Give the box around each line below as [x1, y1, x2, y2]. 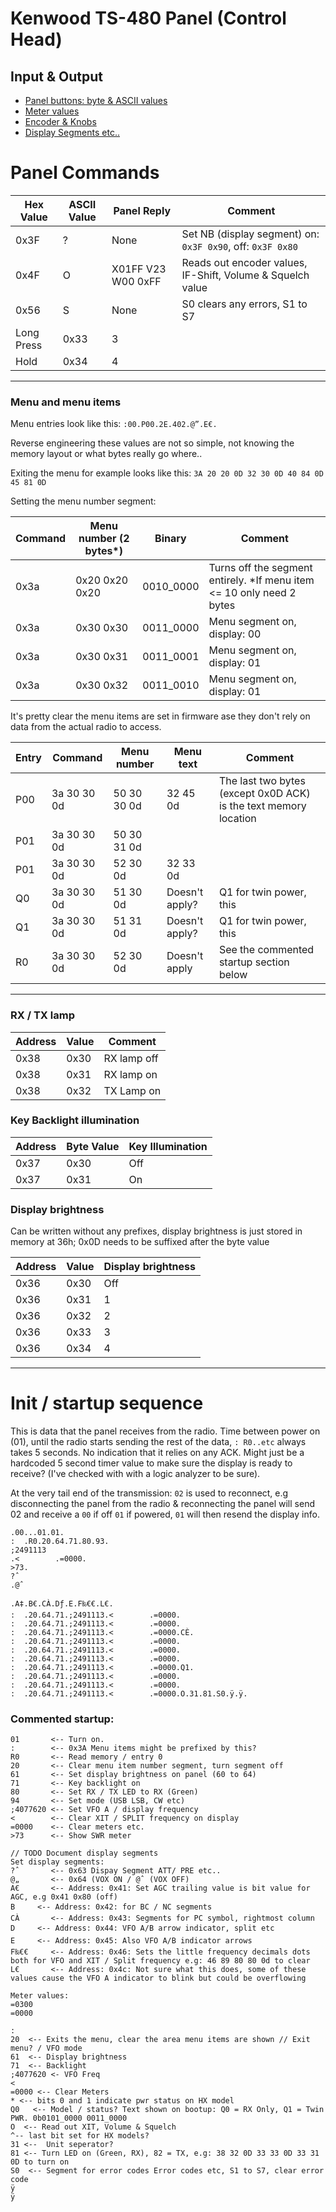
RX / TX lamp [10, 1008, 75, 1022]
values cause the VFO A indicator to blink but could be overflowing [10, 1973, 307, 1984]
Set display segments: [10, 1857, 105, 1867]
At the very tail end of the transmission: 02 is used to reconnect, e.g [10, 1487, 289, 1499]
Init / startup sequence [10, 1392, 204, 1415]
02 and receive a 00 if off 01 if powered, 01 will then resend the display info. [10, 1508, 320, 1521]
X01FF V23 [111, 262, 167, 276]
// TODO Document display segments [10, 1848, 159, 1859]
